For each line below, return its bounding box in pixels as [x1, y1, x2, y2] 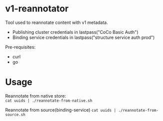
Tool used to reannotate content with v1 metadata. [5, 19, 108, 25]
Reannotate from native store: [5, 93, 66, 99]
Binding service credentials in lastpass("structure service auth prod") [12, 34, 155, 40]
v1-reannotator [5, 3, 69, 14]
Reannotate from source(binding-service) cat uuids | [5, 107, 116, 113]
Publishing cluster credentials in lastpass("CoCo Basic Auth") [12, 29, 139, 35]
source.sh [5, 112, 26, 117]
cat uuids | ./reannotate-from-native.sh [5, 98, 93, 103]
